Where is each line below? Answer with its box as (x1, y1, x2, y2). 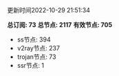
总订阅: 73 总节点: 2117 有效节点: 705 (7, 21, 112, 29)
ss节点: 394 (17, 35, 51, 44)
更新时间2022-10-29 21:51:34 (7, 6, 91, 14)
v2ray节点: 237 (17, 44, 61, 52)
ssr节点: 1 (17, 61, 45, 69)
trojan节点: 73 (17, 53, 56, 61)
